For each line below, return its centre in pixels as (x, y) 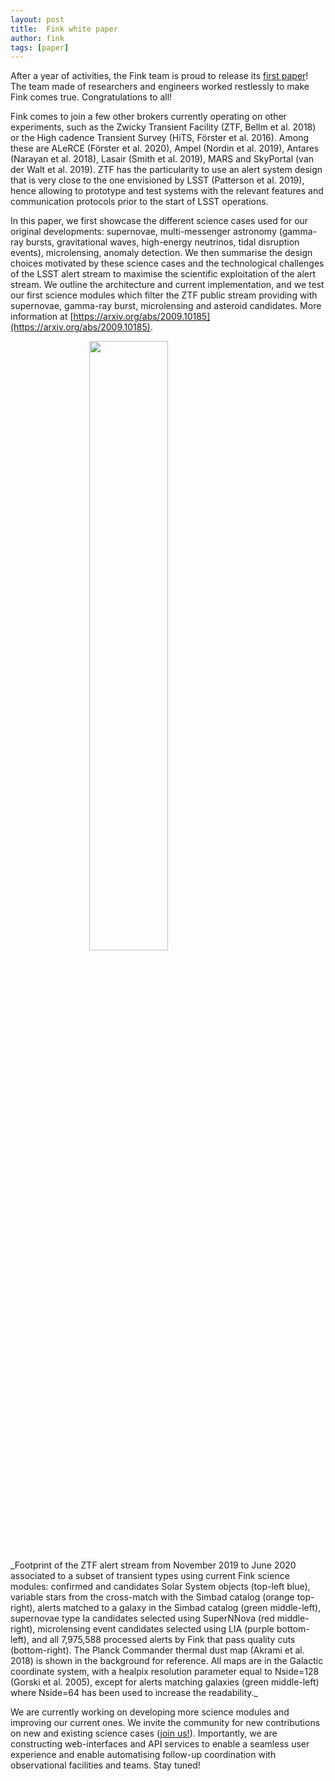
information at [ (42, 317)
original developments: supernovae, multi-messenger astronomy (143, 232)
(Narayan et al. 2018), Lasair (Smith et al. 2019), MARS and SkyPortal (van (162, 159)
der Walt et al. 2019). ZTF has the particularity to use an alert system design (166, 170)
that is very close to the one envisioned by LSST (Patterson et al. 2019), (157, 180)
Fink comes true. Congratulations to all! (91, 97)
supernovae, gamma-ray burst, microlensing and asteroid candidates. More (166, 306)
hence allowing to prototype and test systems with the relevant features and (167, 191)
